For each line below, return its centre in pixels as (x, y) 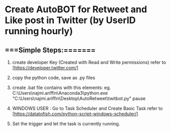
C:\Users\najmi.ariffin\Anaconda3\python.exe (60, 93)
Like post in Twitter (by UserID (70, 20)
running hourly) (39, 31)
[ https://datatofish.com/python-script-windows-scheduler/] (75, 114)
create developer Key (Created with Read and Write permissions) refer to (89, 62)
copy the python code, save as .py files (54, 78)
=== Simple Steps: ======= (50, 50)
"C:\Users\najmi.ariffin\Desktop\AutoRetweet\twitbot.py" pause (79, 98)
